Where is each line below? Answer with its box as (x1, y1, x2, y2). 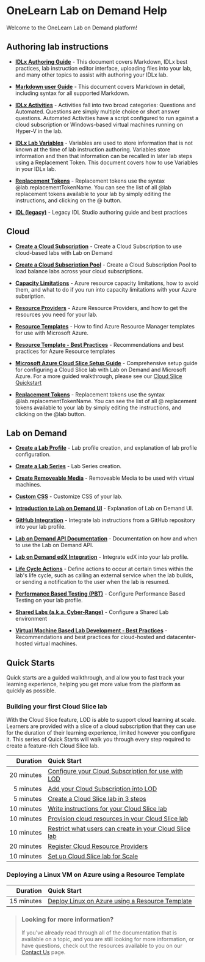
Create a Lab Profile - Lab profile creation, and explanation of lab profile (15, 444, 197, 452)
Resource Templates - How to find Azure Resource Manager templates (15, 322, 195, 330)
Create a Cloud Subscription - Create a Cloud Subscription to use (15, 243, 182, 250)
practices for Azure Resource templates (15, 347, 115, 355)
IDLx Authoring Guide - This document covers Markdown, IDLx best (15, 58, 188, 65)
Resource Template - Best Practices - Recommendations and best (15, 341, 184, 348)
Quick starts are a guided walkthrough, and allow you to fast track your (6, 674, 185, 681)
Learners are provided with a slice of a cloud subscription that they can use (6, 722, 196, 730)
